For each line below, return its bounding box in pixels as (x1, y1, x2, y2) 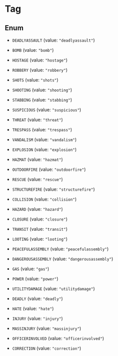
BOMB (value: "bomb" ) (12, 47, 54, 53)
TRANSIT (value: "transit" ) (12, 226, 67, 232)
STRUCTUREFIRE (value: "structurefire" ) (12, 186, 95, 192)
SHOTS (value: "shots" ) (12, 77, 59, 83)
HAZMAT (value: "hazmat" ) (12, 156, 63, 162)
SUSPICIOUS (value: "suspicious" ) (12, 107, 81, 113)
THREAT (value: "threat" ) (12, 116, 63, 123)
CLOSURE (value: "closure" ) (12, 216, 67, 222)
